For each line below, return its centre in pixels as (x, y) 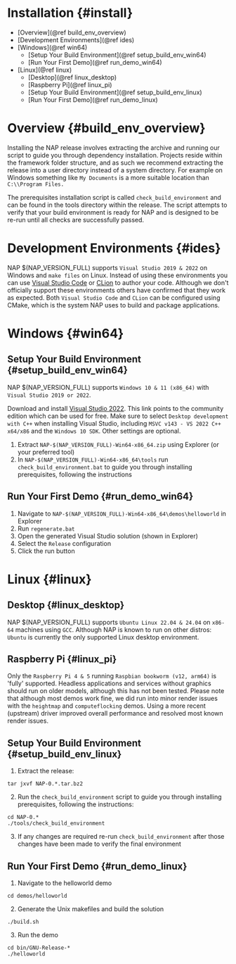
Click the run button (46, 551)
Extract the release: (46, 771)
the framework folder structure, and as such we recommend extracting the (115, 163)
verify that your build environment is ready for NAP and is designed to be (113, 212)
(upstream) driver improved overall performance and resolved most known (115, 714)
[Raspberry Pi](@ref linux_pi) (70, 84)
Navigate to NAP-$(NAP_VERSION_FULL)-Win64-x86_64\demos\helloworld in (122, 513)
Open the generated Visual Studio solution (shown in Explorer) (108, 535)
